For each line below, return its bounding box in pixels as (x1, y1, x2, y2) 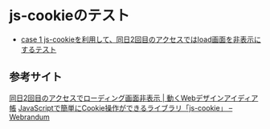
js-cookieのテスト (9, 6, 130, 25)
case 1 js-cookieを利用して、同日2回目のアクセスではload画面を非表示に (20, 34, 262, 44)
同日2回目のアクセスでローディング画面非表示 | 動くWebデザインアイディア (9, 93, 259, 103)
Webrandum (9, 112, 51, 122)
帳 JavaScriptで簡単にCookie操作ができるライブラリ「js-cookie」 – (9, 103, 233, 112)
